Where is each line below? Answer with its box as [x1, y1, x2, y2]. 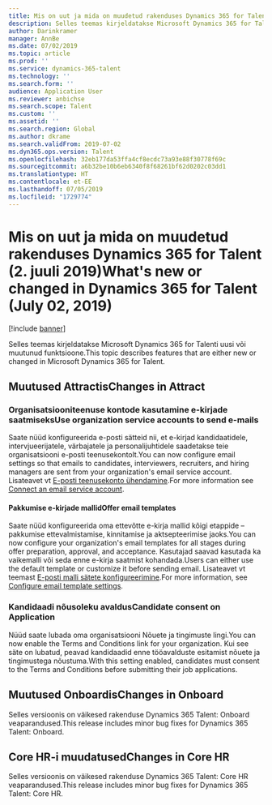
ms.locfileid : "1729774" [8, 192, 92, 201]
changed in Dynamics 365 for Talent [8, 279, 257, 298]
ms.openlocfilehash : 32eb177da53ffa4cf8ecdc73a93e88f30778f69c [8, 155, 227, 163]
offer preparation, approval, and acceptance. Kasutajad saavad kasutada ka [8, 546, 261, 556]
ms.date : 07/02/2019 [8, 42, 79, 50]
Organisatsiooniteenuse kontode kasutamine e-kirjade [8, 404, 228, 415]
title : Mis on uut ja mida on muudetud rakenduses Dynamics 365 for [8, 11, 244, 20]
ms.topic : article [8, 49, 70, 58]
